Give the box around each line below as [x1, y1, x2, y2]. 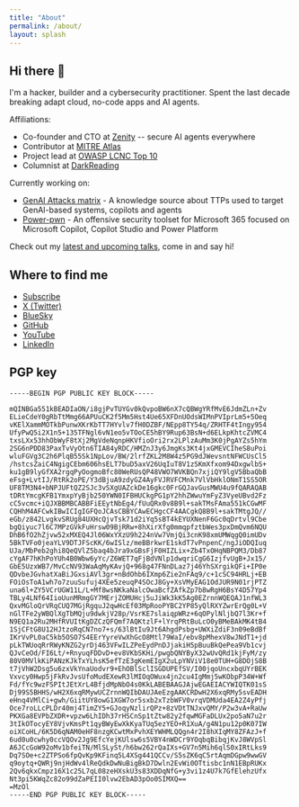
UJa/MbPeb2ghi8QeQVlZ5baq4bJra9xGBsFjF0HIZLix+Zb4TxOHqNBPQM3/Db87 [9, 546, 268, 555]
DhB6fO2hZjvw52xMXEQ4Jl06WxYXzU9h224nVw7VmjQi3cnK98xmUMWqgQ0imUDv [9, 530, 268, 540]
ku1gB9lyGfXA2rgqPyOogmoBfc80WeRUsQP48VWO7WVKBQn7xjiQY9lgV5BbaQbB [9, 467, 268, 477]
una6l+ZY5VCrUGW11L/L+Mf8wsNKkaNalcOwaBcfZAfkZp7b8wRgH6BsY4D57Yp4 [9, 586, 268, 595]
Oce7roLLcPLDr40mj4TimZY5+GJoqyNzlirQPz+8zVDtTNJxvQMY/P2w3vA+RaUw [9, 704, 268, 713]
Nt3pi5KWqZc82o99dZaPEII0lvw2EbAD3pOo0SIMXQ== [9, 775, 187, 784]
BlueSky [22, 310, 54, 320]
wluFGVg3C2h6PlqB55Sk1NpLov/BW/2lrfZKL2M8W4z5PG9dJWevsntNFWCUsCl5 [9, 452, 268, 461]
